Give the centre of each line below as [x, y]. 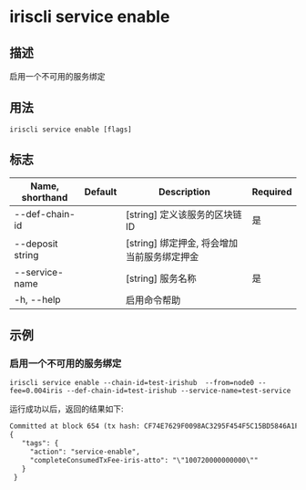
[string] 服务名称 [162, 278]
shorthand [45, 197]
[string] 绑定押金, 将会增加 [182, 243]
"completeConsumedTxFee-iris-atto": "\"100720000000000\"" [144, 460]
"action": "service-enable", [85, 452]
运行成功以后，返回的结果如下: [67, 409]
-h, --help [37, 299]
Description [184, 192]
